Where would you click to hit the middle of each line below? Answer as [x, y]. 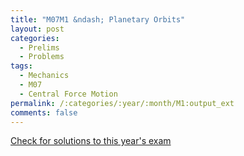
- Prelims [39, 47]
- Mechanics [44, 76]
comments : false [44, 112]
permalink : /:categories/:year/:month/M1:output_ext [122, 103]
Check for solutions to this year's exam [91, 141]
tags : [21, 66]
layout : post [37, 29]
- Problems [42, 57]
